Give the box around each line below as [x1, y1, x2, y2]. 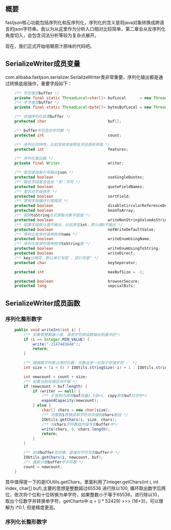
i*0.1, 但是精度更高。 [15, 504, 59, 511]
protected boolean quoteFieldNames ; [14, 184, 145, 189]
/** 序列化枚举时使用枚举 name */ [14, 232, 78, 237]
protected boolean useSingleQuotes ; [14, 175, 145, 180]
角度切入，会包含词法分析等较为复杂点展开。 [5, 32, 99, 38]
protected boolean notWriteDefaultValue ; [14, 227, 156, 232]
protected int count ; [14, 132, 122, 138]
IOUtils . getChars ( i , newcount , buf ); [23, 454, 103, 460]
